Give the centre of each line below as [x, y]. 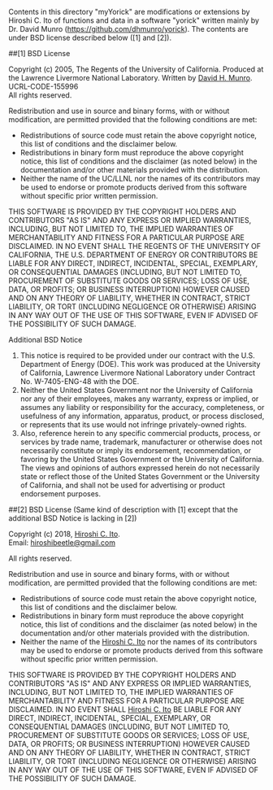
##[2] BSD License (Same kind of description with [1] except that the [123, 509]
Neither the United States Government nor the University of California [136, 390]
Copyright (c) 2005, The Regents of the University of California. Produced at [136, 69]
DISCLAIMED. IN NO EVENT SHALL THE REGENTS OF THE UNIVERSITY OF [135, 246]
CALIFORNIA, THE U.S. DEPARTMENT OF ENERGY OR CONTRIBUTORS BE [133, 255]
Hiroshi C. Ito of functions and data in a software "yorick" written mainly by [134, 20]
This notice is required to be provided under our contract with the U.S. [137, 356]
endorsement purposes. [61, 494]
